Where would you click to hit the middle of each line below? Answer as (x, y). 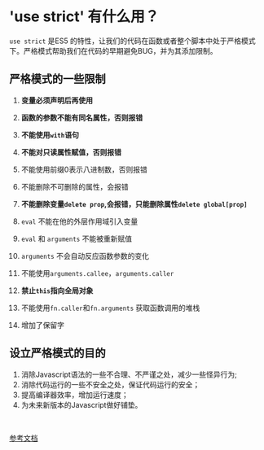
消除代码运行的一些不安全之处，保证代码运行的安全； (110, 384)
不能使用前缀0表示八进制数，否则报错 (84, 169)
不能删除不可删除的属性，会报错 (75, 186)
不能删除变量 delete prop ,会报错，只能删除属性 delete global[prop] (134, 203)
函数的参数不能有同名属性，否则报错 (82, 117)
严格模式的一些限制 (57, 79)
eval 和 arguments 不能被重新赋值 (77, 238)
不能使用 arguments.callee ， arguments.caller (97, 273)
